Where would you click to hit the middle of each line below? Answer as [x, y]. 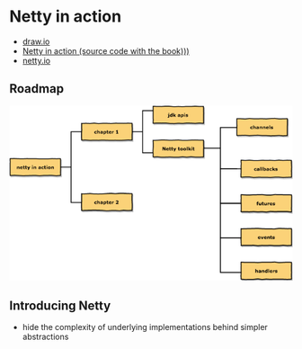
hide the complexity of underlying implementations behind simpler [145, 327]
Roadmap [37, 89]
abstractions [45, 337]
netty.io [36, 60]
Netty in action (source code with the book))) [106, 50]
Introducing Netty [60, 305]
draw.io [36, 41]
